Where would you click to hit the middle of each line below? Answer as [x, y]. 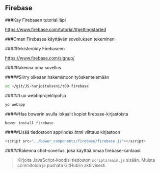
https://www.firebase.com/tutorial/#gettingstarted [56, 29]
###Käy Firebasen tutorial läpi [36, 20]
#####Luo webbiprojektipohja [36, 95]
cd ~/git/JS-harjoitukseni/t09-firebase [47, 86]
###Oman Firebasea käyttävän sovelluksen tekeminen [60, 39]
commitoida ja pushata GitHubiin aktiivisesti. [62, 165]
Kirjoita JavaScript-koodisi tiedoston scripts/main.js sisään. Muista [86, 160]
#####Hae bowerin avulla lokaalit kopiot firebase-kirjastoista [67, 114]
